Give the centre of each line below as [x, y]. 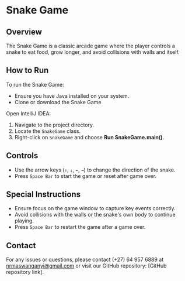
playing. [24, 221]
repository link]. [25, 272]
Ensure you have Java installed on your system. [72, 96]
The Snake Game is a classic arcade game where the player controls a [90, 46]
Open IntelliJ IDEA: [29, 113]
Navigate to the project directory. [54, 125]
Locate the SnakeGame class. [48, 131]
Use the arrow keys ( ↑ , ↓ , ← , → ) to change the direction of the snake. [95, 170]
